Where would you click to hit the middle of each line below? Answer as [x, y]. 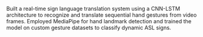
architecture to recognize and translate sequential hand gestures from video [101, 15]
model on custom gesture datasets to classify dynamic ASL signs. [89, 27]
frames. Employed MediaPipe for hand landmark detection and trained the [99, 21]
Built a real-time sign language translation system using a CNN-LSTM [93, 9]
